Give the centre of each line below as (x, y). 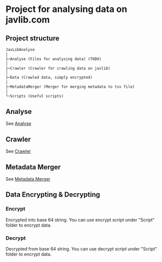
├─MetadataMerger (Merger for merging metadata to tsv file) (70, 87)
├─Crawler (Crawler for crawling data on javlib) (58, 68)
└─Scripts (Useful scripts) (35, 96)
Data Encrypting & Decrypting (53, 195)
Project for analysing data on (66, 9)
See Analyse (18, 124)
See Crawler (18, 151)
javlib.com (28, 20)
